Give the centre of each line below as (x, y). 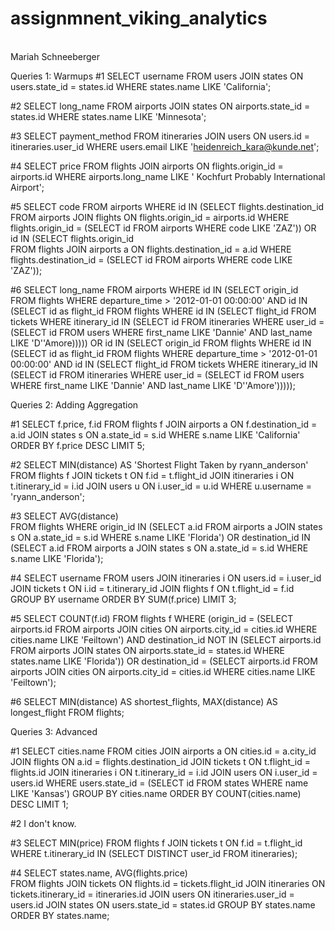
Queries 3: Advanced (54, 731)
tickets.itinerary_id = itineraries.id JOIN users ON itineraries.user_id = (152, 894)
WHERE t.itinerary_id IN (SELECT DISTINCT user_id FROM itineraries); (154, 853)
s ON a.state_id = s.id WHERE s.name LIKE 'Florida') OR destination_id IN (160, 537)
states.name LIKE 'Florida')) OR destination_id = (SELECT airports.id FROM (164, 661)
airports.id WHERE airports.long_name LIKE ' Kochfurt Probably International (168, 176)
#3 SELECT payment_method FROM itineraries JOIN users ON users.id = (160, 136)
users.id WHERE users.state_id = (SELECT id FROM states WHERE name (159, 783)
